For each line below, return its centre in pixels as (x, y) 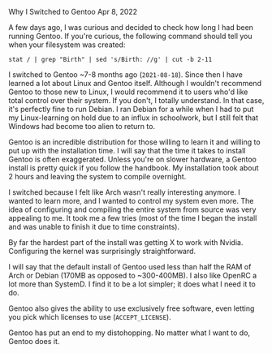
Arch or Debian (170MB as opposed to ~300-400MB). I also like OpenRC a (133, 276)
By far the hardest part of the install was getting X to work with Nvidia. (126, 242)
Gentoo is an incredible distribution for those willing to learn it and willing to (135, 142)
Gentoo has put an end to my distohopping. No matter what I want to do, (129, 333)
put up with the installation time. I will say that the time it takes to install (127, 151)
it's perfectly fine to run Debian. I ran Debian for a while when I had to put (131, 109)
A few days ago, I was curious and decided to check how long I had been (131, 27)
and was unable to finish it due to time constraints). (94, 227)
